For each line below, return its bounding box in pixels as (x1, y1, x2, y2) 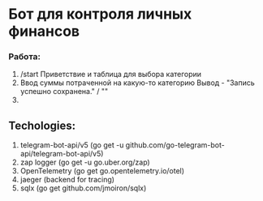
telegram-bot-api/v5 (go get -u (19, 140, 124, 150)
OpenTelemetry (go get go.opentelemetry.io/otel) (19, 166, 185, 176)
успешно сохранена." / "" (19, 87, 109, 96)
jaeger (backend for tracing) (19, 175, 115, 185)
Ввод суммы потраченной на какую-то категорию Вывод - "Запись (19, 78, 256, 88)
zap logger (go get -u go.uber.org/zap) (19, 157, 150, 167)
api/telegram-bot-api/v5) (19, 149, 104, 159)
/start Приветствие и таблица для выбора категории (19, 70, 201, 79)
